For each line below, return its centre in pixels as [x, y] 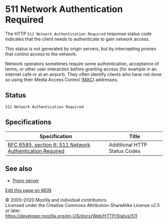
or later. [13, 210]
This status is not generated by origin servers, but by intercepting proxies [81, 48]
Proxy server [25, 180]
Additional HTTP [128, 144]
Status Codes [125, 151]
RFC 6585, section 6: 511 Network [49, 144]
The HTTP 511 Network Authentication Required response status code [78, 33]
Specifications [28, 122]
